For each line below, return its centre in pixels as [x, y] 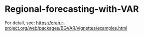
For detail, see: [20, 23]
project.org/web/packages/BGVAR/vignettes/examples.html [66, 28]
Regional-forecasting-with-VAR [72, 9]
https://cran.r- [51, 23]
